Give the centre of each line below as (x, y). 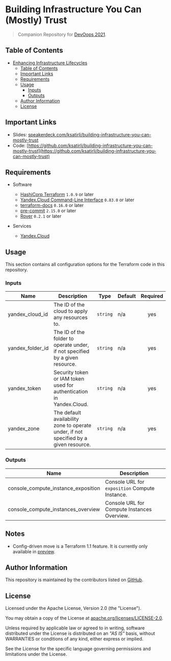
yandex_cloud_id (28, 314)
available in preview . (34, 551)
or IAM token (69, 379)
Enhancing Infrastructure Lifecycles (50, 63)
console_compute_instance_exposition (54, 488)
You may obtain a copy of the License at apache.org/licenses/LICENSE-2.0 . (84, 618)
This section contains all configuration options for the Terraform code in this (85, 265)
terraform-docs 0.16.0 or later (52, 205)
